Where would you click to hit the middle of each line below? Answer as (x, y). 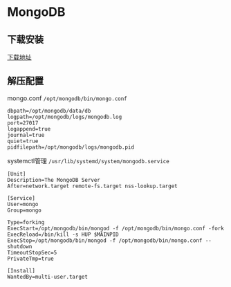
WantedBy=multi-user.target (48, 277)
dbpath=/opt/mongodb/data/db (49, 111)
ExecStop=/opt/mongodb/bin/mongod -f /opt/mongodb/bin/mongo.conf (105, 240)
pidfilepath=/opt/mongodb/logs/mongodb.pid (71, 147)
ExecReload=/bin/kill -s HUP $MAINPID (63, 234)
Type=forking (26, 222)
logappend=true (29, 129)
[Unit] (17, 174)
